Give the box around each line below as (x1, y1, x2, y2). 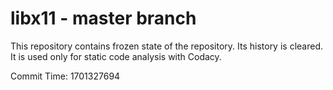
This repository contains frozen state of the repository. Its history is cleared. (10, 40, 323, 52)
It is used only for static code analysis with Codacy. (10, 50, 222, 62)
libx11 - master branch (10, 7, 197, 30)
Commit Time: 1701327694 (10, 70, 121, 82)
